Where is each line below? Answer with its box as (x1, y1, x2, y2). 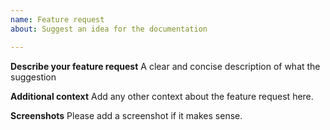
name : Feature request (10, 14, 105, 25)
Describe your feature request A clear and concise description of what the (10, 60, 321, 72)
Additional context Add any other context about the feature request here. (10, 90, 314, 102)
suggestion (10, 71, 57, 83)
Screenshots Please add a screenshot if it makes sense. (10, 109, 243, 121)
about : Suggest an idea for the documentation (10, 24, 208, 34)
